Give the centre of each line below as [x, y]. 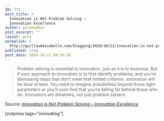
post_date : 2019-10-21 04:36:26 [38, 55]
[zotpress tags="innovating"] [34, 114]
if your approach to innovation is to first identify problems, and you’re [87, 74]
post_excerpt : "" [23, 32]
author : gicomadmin [25, 28]
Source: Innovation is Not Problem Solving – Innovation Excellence [72, 104]
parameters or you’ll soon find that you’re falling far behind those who [87, 90]
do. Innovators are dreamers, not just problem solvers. [72, 95]
